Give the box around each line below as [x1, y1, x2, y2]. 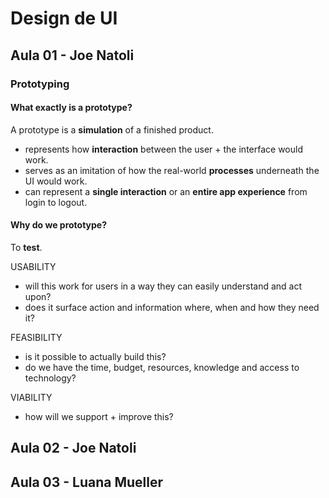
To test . [10, 241, 43, 253]
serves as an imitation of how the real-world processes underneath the [24, 164, 320, 176]
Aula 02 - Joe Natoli [10, 440, 137, 457]
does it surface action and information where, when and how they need [24, 301, 320, 313]
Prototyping [10, 77, 70, 91]
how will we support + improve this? [24, 410, 174, 422]
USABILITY [10, 260, 57, 272]
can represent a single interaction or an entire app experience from [24, 185, 308, 197]
